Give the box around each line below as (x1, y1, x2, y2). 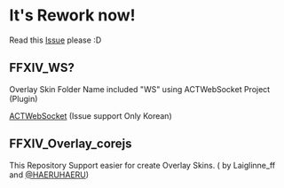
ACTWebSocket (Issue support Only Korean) (9, 110, 172, 121)
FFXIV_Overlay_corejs (9, 137, 132, 152)
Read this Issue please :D (9, 35, 102, 45)
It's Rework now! (9, 5, 136, 26)
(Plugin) (9, 93, 38, 104)
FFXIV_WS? (9, 60, 75, 75)
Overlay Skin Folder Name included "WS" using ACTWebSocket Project (9, 83, 271, 94)
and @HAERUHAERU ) (9, 169, 90, 180)
